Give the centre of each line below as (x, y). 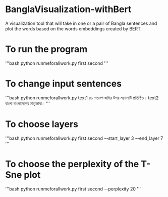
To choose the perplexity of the (72, 164)
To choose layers (42, 124)
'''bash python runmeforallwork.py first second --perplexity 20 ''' (73, 189)
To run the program (46, 49)
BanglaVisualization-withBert (68, 9)
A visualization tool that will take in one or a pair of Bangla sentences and (81, 23)
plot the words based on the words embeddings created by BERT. (74, 28)
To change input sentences (64, 84)
